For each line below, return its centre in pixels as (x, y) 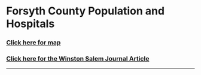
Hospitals (31, 24)
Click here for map (33, 43)
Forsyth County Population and (86, 11)
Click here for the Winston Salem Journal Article (78, 59)
